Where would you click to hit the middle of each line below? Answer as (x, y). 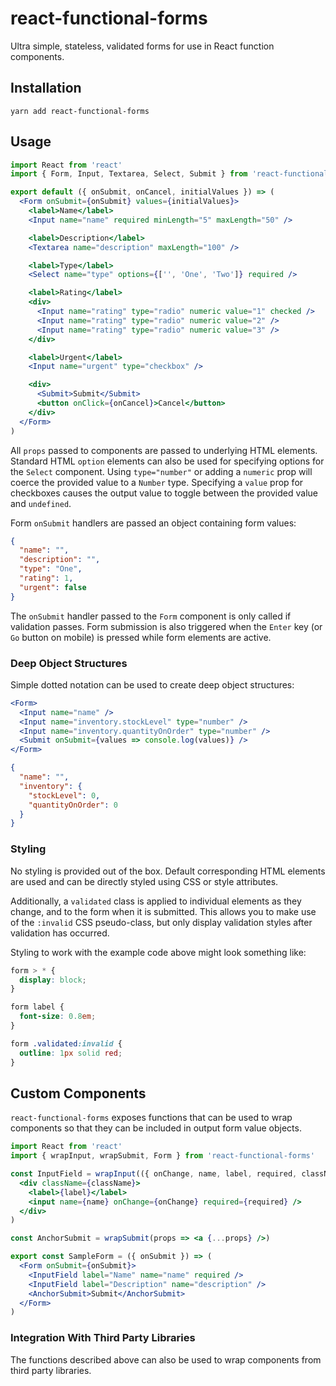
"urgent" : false (53, 587)
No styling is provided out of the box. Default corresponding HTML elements (168, 871)
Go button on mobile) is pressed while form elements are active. (141, 637)
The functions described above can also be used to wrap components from (166, 1359)
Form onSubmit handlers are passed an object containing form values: (153, 523)
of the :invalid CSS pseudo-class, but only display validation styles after (161, 922)
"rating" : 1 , (46, 578)
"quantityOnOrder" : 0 (73, 805)
